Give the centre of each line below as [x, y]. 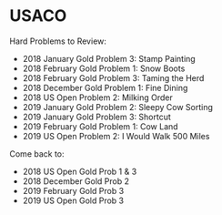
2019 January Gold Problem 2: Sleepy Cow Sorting [118, 107]
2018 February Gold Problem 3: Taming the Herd [113, 77]
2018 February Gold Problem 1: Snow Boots [104, 68]
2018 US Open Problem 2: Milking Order [97, 97]
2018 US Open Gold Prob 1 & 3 [80, 171]
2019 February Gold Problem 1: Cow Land [101, 126]
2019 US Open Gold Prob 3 [73, 200]
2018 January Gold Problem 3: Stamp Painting [109, 58]
